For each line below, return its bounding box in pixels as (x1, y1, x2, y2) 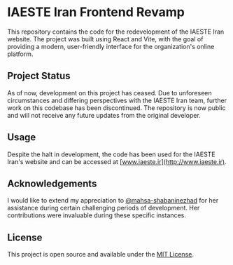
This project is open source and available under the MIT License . (7, 250, 195, 259)
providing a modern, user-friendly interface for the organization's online (7, 42, 215, 50)
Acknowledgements (7, 177, 97, 189)
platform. (7, 50, 34, 58)
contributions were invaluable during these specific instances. (7, 211, 187, 219)
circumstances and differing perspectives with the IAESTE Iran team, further (7, 96, 227, 104)
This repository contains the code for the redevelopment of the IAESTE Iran (7, 27, 225, 36)
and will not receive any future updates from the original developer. (7, 111, 201, 119)
